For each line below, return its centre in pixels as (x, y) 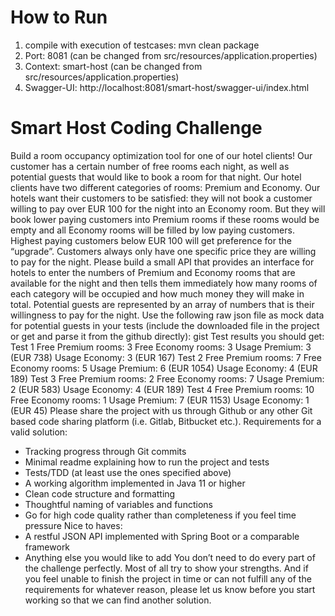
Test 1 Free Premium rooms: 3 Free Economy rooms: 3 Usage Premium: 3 (161, 347)
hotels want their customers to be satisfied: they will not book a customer (161, 198)
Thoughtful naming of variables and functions (118, 504)
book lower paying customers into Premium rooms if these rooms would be (165, 219)
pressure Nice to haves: (73, 525)
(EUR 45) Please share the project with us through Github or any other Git (161, 410)
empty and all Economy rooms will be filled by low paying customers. (152, 230)
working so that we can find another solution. (118, 600)
